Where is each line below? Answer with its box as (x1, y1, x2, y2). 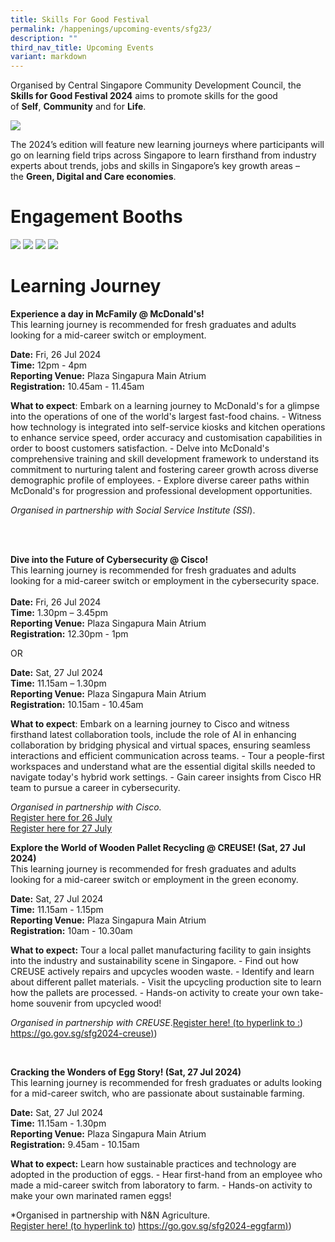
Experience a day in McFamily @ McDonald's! (10, 308, 205, 320)
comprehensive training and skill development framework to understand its (10, 453, 320, 465)
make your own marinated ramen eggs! (10, 1190, 172, 1201)
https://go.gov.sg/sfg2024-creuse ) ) (10, 1027, 158, 1039)
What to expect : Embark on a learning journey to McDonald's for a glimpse (10, 400, 320, 411)
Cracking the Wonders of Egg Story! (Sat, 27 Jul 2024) (10, 1066, 242, 1078)
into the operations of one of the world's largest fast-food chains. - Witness (10, 411, 322, 422)
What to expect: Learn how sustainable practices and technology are (10, 1158, 297, 1170)
